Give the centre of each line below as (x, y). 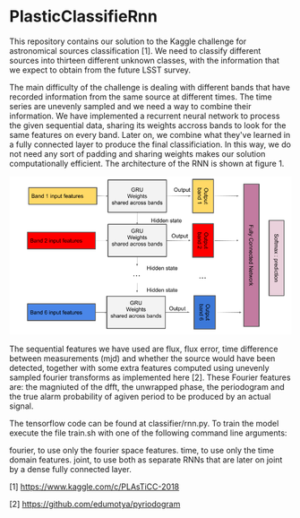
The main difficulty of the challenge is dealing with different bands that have (150, 87)
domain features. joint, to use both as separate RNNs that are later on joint (146, 460)
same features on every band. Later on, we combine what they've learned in (150, 134)
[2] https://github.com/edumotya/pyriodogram (95, 505)
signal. (21, 406)
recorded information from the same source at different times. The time (141, 97)
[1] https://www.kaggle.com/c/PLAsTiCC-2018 (94, 487)
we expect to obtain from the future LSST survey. (100, 70)
